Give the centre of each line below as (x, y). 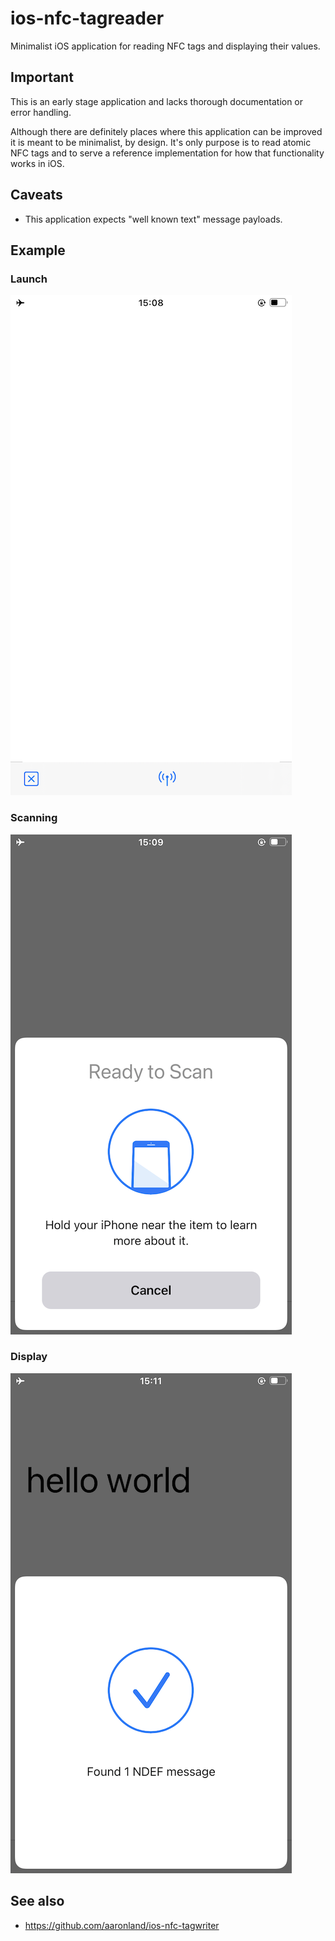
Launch (29, 279)
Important (42, 77)
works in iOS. (37, 163)
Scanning (34, 818)
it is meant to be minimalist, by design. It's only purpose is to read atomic (161, 142)
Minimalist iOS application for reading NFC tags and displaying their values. (165, 46)
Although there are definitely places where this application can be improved (166, 131)
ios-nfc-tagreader (87, 18)
